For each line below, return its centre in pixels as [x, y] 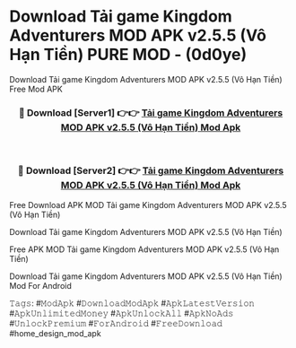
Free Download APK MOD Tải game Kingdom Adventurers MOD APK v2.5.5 [148, 204]
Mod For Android [40, 285]
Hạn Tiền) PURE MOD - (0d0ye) [128, 55]
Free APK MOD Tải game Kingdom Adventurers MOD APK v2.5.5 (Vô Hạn [144, 249]
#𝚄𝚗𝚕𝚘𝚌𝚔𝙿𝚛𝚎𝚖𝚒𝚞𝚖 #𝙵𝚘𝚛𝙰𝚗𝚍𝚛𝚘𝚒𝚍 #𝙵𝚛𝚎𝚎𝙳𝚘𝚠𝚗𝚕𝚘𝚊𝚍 [116, 323]
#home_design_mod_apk [55, 333]
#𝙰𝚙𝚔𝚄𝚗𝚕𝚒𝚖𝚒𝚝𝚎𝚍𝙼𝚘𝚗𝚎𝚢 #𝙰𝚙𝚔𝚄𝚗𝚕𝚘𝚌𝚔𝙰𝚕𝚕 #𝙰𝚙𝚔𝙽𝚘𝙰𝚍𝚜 [122, 313]
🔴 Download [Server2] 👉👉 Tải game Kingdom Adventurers [151, 170]
